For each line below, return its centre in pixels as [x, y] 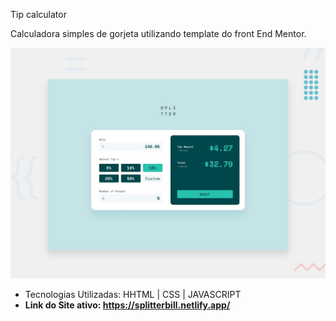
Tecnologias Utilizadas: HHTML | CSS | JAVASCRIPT [133, 295]
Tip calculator [38, 14]
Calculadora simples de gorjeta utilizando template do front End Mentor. [158, 33]
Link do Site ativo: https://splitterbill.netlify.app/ [127, 305]
